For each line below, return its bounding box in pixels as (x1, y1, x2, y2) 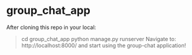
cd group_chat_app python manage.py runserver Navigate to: (21, 35, 176, 42)
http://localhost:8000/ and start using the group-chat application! (21, 42, 186, 49)
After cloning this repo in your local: (6, 24, 97, 31)
